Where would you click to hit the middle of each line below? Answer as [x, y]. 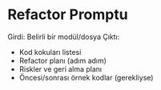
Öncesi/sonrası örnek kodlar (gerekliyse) [86, 77]
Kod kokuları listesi [50, 52]
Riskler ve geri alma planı [60, 68]
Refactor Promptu [68, 15]
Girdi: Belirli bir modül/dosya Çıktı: [64, 37]
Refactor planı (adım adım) [63, 61]
